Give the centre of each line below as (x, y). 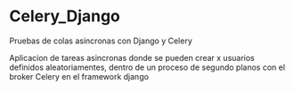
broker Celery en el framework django (79, 76)
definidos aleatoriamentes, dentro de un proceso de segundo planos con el (147, 67)
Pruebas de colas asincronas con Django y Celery (101, 41)
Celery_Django (65, 16)
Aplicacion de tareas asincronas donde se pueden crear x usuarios (132, 57)
